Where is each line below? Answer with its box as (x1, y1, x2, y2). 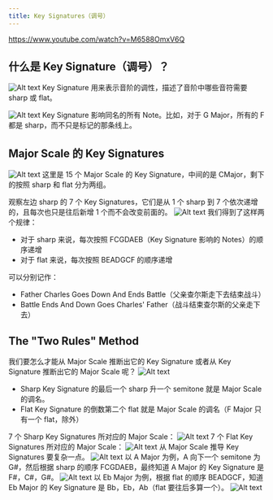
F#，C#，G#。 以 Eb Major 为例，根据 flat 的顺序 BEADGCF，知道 (8, 472, 264, 482)
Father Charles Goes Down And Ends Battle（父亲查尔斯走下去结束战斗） (19, 289, 266, 299)
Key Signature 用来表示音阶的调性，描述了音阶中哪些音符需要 (41, 83, 248, 93)
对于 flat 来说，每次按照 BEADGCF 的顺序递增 (19, 255, 173, 265)
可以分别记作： (8, 272, 58, 282)
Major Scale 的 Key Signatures (8, 146, 165, 160)
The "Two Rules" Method (8, 334, 140, 348)
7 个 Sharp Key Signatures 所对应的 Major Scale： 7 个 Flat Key (8, 432, 253, 441)
